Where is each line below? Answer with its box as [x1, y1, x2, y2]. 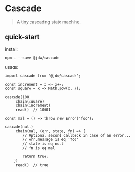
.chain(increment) [14, 103, 51, 108]
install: [5, 46, 18, 52]
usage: [5, 64, 19, 69]
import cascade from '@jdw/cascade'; [5, 73, 81, 78]
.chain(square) [14, 99, 45, 103]
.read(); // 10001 [14, 107, 51, 112]
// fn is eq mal [22, 145, 55, 151]
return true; [22, 154, 49, 159]
